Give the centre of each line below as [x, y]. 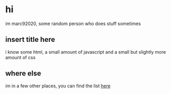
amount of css [20, 57]
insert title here [30, 40]
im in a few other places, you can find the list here [58, 86]
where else [23, 73]
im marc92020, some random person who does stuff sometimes [73, 24]
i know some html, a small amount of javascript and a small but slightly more [86, 52]
